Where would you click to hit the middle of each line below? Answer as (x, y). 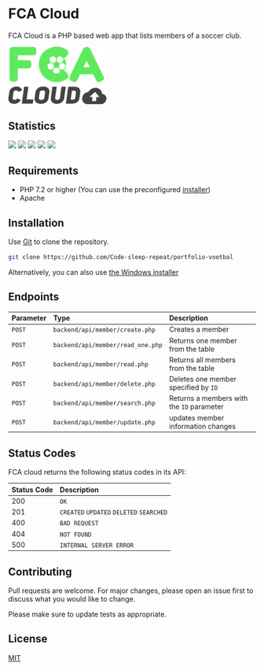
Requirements (43, 170)
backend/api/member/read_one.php (108, 346)
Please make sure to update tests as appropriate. (88, 614)
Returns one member (203, 340)
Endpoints (34, 297)
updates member (196, 417)
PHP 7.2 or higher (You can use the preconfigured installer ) (115, 190)
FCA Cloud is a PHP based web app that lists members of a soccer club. (125, 35)
